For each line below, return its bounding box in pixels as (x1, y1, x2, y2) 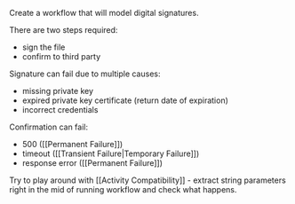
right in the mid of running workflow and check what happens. (9, 184, 237, 194)
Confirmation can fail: (9, 122, 89, 132)
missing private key (21, 86, 94, 96)
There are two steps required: (9, 25, 118, 35)
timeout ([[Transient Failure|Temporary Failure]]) (21, 148, 200, 159)
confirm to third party (21, 51, 101, 61)
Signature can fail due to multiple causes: (9, 68, 161, 79)
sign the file (21, 42, 66, 52)
